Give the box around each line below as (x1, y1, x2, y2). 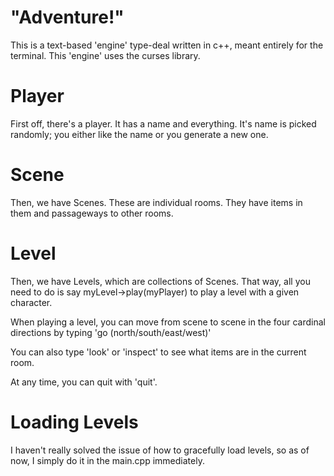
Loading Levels (10, 411, 139, 433)
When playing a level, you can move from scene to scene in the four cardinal (10, 316, 326, 328)
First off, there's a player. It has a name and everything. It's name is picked (10, 117, 317, 130)
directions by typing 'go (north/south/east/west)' (10, 326, 212, 338)
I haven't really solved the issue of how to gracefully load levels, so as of (10, 444, 310, 456)
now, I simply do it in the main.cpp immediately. (10, 454, 205, 466)
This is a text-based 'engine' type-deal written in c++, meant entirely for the (10, 39, 324, 51)
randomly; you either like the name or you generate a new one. (10, 128, 269, 140)
